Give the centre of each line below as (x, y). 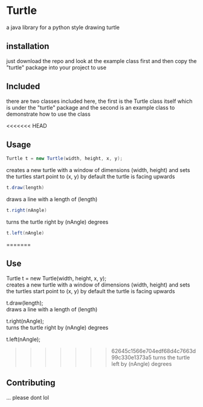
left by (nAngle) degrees (142, 363)
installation (28, 46)
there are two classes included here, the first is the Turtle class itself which (99, 101)
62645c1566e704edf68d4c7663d (154, 351)
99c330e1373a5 (132, 357)
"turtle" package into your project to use (56, 67)
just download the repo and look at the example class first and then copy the (101, 61)
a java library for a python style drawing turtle (63, 27)
